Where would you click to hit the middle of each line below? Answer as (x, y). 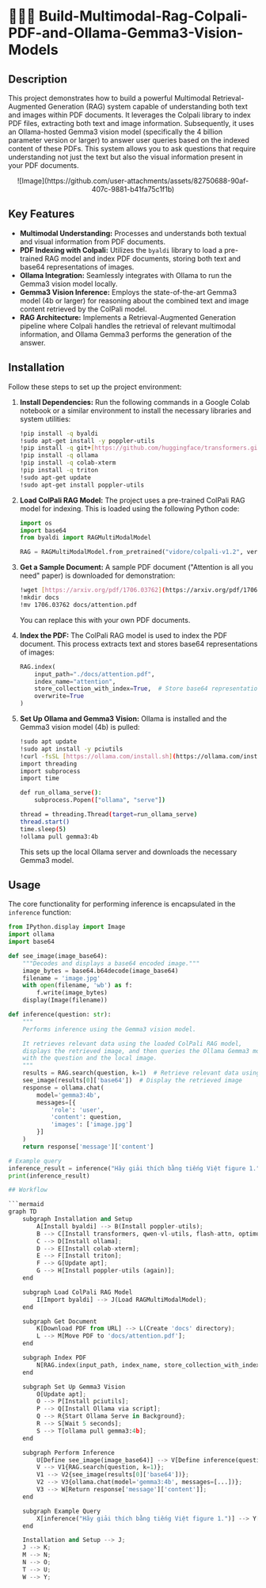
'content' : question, (86, 1117)
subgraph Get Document (60, 1321)
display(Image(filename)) (65, 1000)
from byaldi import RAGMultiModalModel (85, 538)
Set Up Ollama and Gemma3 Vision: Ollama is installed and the (123, 719)
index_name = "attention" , (75, 681)
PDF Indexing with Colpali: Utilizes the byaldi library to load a (121, 250)
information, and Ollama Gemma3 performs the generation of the (125, 334)
